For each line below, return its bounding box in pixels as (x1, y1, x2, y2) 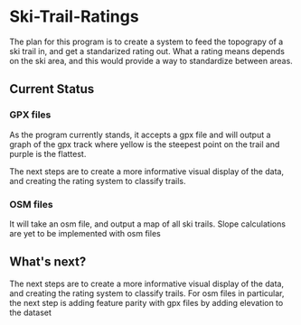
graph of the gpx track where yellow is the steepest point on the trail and (9, 138, 280, 150)
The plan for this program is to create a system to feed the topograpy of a (9, 36, 284, 47)
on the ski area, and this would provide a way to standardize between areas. (9, 55, 294, 66)
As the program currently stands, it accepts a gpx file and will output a (9, 129, 271, 140)
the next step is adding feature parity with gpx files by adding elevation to (9, 297, 284, 308)
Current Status (9, 81, 95, 97)
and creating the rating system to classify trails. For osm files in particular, (9, 287, 285, 299)
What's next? (9, 255, 87, 270)
